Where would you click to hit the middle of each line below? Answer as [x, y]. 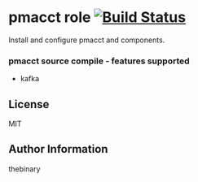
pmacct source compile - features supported [99, 61]
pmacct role [50, 17]
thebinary [24, 169]
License [29, 104]
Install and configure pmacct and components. [87, 40]
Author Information [58, 149]
